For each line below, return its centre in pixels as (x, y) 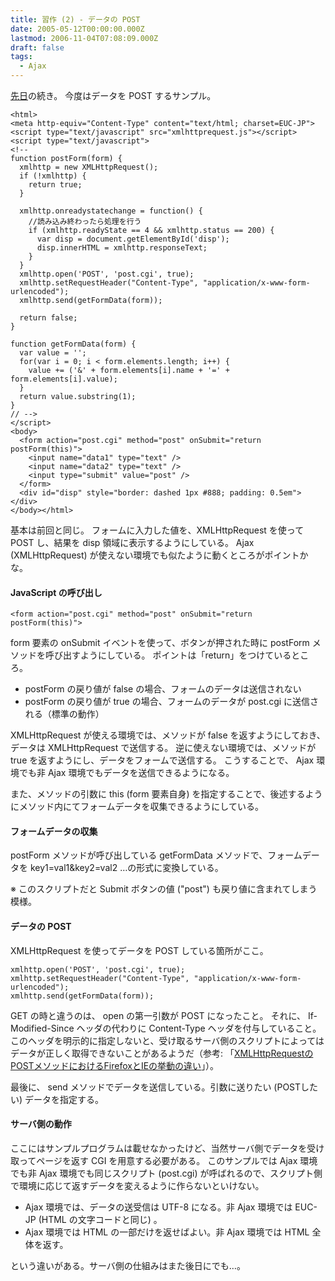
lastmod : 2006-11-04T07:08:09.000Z (84, 38)
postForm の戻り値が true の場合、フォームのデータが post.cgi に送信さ (172, 702)
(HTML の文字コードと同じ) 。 (100, 1219)
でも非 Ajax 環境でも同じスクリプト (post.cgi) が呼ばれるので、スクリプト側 (166, 1173)
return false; (48, 318)
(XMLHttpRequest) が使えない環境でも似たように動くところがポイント (155, 555)
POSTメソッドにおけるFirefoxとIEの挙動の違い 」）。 (115, 1065)
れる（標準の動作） (64, 714)
